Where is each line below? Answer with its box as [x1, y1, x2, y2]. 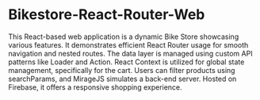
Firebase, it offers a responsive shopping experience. [8, 82, 182, 92]
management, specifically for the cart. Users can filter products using [8, 65, 235, 75]
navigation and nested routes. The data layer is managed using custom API [8, 48, 253, 58]
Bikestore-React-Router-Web [8, 6, 205, 24]
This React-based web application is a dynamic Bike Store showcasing [8, 32, 239, 41]
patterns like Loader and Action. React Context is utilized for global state [8, 57, 245, 67]
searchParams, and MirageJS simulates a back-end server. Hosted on [8, 74, 237, 83]
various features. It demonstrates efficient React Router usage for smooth [8, 40, 249, 49]
